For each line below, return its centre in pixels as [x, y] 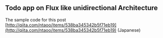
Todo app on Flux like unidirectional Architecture [81, 8]
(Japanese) [129, 30]
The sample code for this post [36, 19]
